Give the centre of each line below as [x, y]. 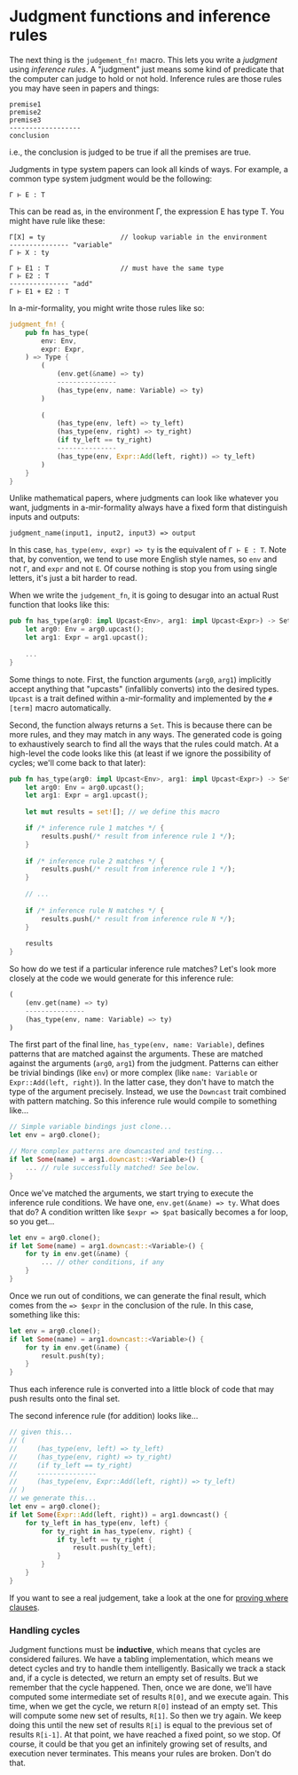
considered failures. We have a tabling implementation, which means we [141, 1660]
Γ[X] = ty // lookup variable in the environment [138, 237]
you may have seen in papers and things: [84, 88]
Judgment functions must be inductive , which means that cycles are [135, 1650]
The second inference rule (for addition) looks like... [104, 1416]
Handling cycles [45, 1630]
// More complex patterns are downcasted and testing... [117, 1151]
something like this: [45, 1314]
